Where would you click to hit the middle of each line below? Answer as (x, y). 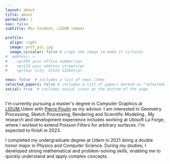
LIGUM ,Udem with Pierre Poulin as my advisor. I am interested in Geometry (83, 108)
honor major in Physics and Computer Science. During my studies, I (76, 145)
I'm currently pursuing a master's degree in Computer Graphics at (74, 103)
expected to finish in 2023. (33, 130)
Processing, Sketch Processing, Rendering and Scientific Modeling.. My (80, 114)
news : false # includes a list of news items (55, 80)
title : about (19, 15)
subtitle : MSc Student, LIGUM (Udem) (45, 29)
